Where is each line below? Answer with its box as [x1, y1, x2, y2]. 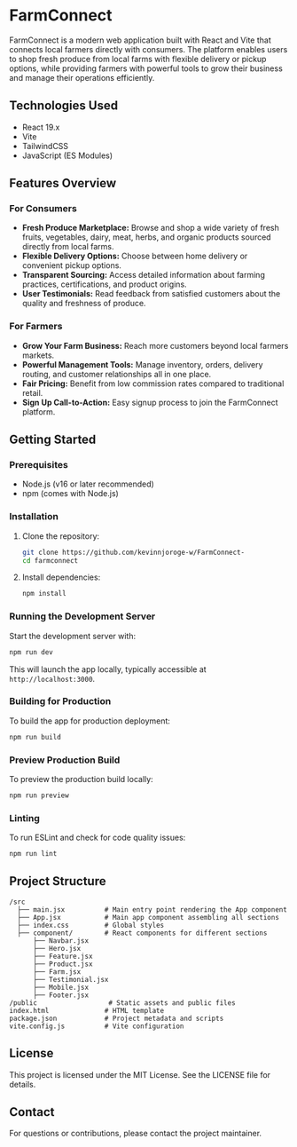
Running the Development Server [9, 610, 156, 622]
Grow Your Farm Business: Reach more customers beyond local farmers [21, 340, 289, 351]
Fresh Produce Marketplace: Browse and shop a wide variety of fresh [21, 223, 279, 233]
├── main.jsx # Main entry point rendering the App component [17, 905, 288, 914]
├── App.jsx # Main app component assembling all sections [17, 913, 279, 922]
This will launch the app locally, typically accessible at [9, 663, 207, 675]
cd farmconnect [21, 556, 79, 565]
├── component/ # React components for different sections [17, 929, 268, 937]
